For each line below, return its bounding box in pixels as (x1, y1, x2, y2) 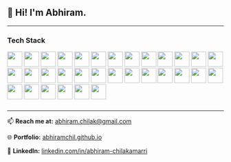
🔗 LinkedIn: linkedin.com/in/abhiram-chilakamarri (7, 147, 148, 155)
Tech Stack (7, 35, 46, 45)
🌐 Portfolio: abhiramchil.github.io (7, 133, 102, 141)
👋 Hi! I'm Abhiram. (7, 7, 87, 19)
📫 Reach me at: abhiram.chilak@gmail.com (7, 117, 132, 125)
